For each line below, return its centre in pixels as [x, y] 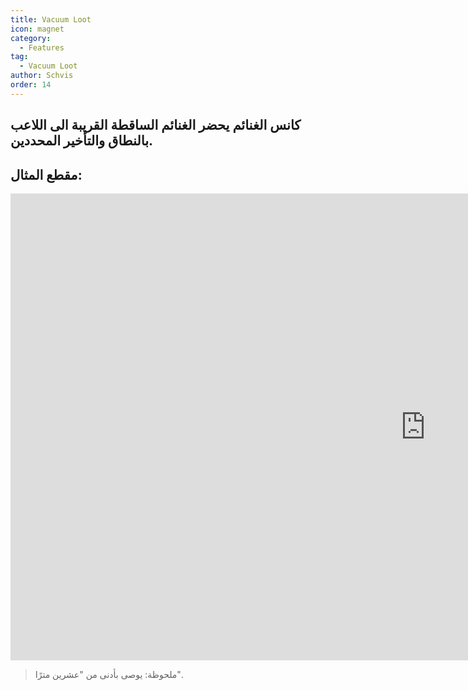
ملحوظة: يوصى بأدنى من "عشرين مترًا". [108, 674]
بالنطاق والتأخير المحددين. [82, 141]
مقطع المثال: [46, 174]
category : [31, 38]
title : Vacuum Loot [51, 19]
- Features [42, 47]
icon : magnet [37, 29]
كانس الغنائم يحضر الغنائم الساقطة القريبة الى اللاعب [156, 125]
